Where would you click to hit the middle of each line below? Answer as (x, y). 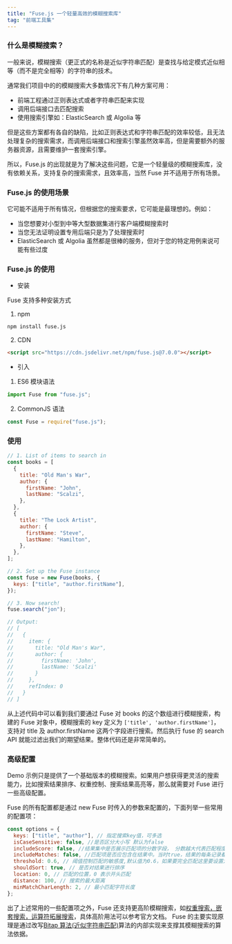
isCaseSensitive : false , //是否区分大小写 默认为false (89, 842)
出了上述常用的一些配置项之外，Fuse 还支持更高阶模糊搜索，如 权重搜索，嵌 (115, 907)
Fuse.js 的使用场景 (38, 193)
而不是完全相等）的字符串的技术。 (67, 71)
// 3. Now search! (33, 603)
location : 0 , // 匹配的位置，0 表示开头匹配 (72, 874)
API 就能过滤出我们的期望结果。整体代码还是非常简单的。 (89, 739)
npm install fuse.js (37, 327)
